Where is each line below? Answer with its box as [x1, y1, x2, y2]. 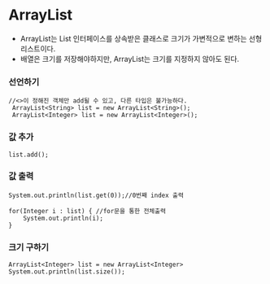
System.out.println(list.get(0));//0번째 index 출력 [8, 191, 185, 199]
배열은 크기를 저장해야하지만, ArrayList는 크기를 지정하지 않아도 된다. [20, 54, 240, 63]
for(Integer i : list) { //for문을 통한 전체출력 [8, 207, 167, 215]
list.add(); [8, 151, 49, 159]
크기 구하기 [8, 242, 50, 253]
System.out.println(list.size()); [8, 268, 126, 276]
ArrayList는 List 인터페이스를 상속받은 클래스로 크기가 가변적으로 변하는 [20, 33, 247, 43]
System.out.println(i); [23, 214, 104, 222]
